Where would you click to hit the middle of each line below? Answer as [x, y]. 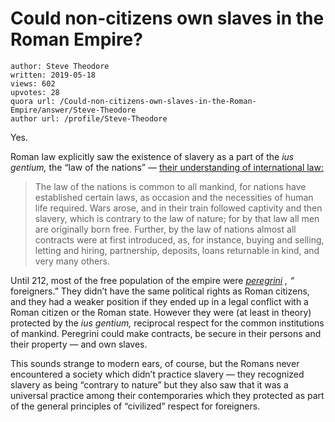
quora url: [33, 101]
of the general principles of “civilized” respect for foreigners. [135, 406]
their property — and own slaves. [79, 344]
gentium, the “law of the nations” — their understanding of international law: [167, 167]
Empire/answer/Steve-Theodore [73, 110]
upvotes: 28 [35, 92]
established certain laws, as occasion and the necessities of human [174, 197]
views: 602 [33, 83]
